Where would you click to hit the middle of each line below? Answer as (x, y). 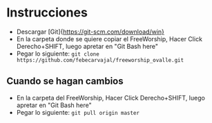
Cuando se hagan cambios (65, 81)
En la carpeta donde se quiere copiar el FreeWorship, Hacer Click (109, 38)
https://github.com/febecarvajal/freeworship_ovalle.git (100, 60)
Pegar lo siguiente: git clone (58, 54)
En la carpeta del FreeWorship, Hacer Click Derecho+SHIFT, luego (110, 98)
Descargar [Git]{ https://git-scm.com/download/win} (90, 32)
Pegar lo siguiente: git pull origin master (78, 112)
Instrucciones (47, 13)
